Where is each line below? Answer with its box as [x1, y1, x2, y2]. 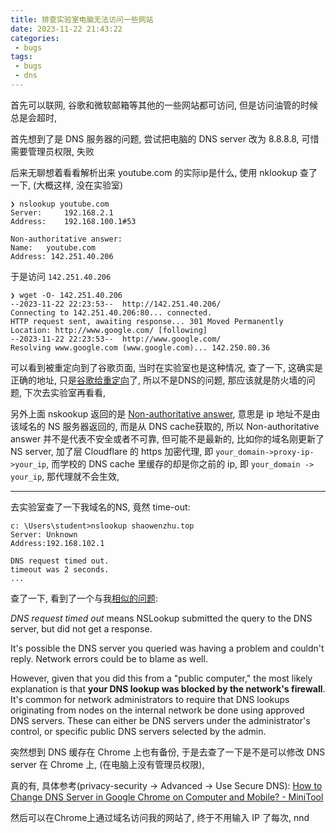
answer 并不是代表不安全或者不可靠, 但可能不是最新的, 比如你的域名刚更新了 [10, 432, 325, 445]
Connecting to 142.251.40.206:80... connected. [10, 307, 213, 318]
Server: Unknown [10, 529, 78, 540]
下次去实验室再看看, [23, 386, 107, 398]
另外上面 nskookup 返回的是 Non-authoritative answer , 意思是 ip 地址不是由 [10, 407, 321, 420]
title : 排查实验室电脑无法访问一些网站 [10, 14, 154, 25]
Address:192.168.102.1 [10, 538, 105, 548]
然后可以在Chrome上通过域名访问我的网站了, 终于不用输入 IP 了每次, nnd [10, 811, 310, 823]
